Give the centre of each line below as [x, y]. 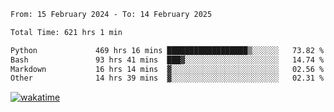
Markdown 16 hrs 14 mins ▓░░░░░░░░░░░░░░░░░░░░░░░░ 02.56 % [167, 69]
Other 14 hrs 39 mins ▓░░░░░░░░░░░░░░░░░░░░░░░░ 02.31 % [167, 78]
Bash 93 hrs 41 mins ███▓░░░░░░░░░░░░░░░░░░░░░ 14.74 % [167, 60]
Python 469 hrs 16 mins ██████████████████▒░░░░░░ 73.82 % [167, 50]
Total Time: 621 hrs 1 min [66, 32]
